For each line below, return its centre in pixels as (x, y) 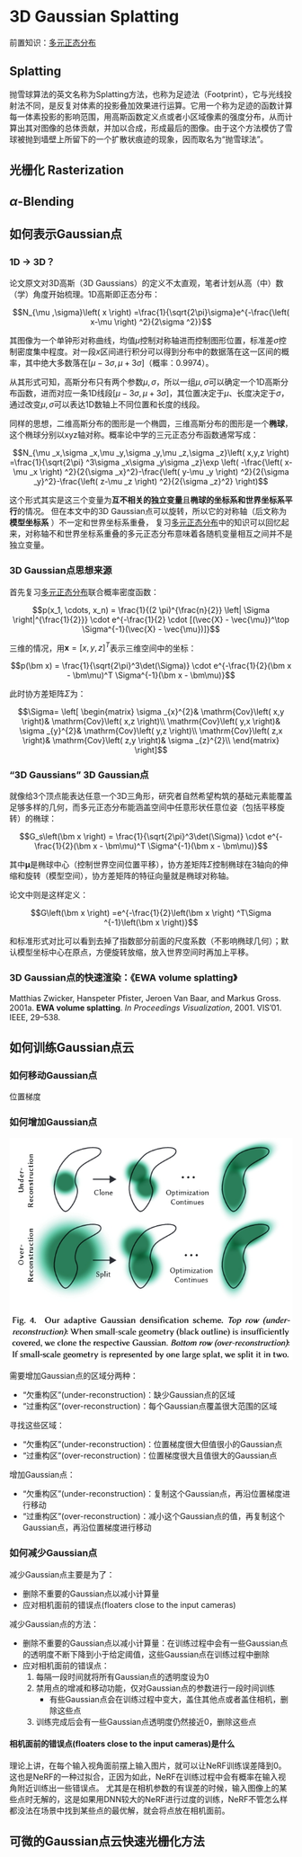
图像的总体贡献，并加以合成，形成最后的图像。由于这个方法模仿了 (162, 128)
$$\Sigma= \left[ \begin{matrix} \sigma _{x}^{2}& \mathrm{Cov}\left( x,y (151, 712)
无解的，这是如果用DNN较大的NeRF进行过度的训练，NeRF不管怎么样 (160, 1799)
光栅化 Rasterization (67, 170)
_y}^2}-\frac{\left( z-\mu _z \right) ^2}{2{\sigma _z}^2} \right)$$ (151, 482)
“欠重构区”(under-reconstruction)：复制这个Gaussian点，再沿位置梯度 (152, 1494)
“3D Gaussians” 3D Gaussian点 (80, 775)
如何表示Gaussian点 (66, 234)
